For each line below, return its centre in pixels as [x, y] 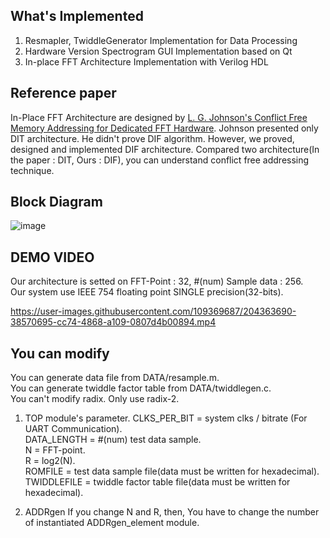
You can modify [60, 353]
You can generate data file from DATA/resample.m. [115, 378]
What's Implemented [77, 16]
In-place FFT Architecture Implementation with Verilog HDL [146, 61]
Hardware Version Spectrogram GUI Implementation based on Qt [158, 51]
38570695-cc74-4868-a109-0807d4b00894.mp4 [113, 322]
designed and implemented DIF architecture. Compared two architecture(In [165, 149]
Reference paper [63, 93]
